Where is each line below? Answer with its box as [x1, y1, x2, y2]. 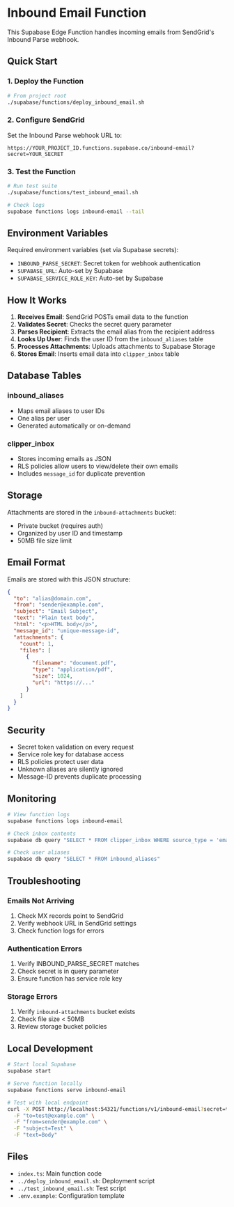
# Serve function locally [7, 1080, 82, 1087]
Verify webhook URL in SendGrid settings [17, 919, 137, 927]
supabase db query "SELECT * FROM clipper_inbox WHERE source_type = [7, 836, 214, 843]
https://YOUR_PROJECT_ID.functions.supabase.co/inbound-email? [7, 144, 195, 151]
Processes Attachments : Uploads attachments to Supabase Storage [17, 343, 216, 351]
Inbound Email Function [7, 5, 147, 21]
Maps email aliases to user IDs [17, 406, 105, 415]
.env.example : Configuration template [17, 1191, 125, 1199]
